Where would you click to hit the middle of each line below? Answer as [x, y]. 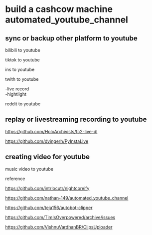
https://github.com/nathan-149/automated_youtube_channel [67, 198]
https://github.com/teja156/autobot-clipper [49, 208]
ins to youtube [20, 69]
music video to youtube [29, 169]
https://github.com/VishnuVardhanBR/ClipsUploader [59, 227]
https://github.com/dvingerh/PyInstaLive [47, 141]
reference [15, 179]
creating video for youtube [47, 157]
